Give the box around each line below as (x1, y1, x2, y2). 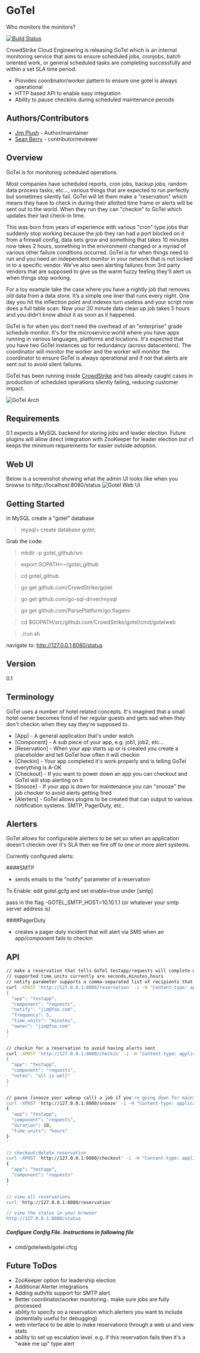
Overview (6, 153, 43, 163)
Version (6, 659, 36, 669)
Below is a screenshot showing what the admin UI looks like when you (6, 475, 179, 482)
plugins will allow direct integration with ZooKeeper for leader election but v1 (6, 436, 194, 443)
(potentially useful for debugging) (14, 1314, 98, 1321)
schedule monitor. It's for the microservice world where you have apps (6, 329, 180, 336)
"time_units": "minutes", (11, 1018, 76, 1024)
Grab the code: (6, 538, 43, 544)
